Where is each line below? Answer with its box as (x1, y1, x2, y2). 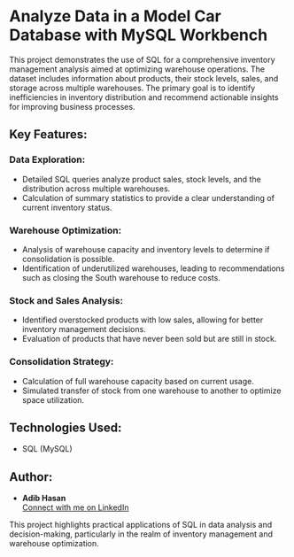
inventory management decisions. (21, 324, 146, 335)
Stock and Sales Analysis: (9, 294, 124, 306)
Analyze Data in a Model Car (9, 6, 221, 27)
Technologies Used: (9, 420, 122, 435)
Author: (9, 469, 53, 484)
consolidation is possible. (21, 253, 115, 264)
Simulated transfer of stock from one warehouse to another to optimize (21, 385, 282, 396)
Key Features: (9, 127, 88, 143)
